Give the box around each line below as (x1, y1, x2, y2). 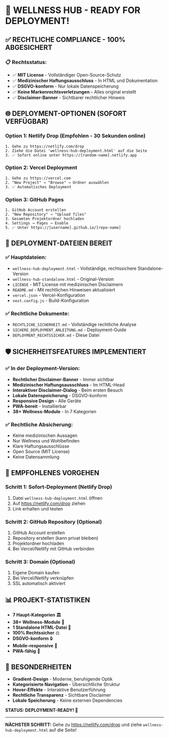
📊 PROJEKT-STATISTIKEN (5, 596, 91, 604)
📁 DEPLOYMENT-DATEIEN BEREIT (5, 239, 113, 247)
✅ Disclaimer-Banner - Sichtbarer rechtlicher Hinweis (12, 94, 125, 100)
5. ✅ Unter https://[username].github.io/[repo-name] (5, 225, 121, 231)
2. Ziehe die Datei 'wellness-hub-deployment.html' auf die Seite (5, 148, 147, 153)
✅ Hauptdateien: (5, 254, 47, 261)
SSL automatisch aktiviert (12, 580, 66, 586)
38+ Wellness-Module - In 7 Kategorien (12, 408, 97, 414)
